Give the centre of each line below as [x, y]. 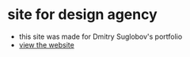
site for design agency [82, 15]
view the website [46, 44]
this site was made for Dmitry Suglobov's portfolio [101, 36]
